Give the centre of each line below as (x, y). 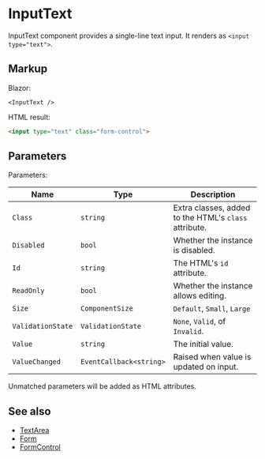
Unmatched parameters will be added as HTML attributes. (103, 386)
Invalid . (188, 331)
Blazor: (20, 88)
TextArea (34, 431)
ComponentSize (107, 309)
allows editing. (200, 295)
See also (30, 411)
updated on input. (206, 367)
